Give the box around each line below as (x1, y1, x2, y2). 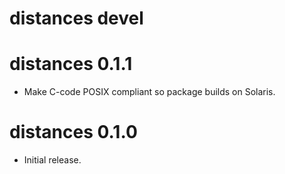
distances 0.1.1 (9, 53, 133, 76)
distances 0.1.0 (9, 121, 138, 144)
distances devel (9, 7, 144, 30)
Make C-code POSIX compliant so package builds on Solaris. (23, 86, 276, 98)
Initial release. (23, 154, 82, 166)
